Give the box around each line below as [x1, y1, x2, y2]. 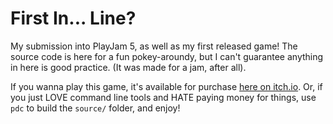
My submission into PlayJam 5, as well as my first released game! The [10, 40, 298, 52]
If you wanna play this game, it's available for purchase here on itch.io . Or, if [10, 80, 323, 92]
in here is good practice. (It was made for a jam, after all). [10, 61, 247, 73]
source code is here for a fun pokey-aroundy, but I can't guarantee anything [10, 50, 324, 62]
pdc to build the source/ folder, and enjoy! [10, 102, 181, 114]
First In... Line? [10, 7, 137, 30]
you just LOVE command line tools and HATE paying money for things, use [10, 91, 317, 103]
